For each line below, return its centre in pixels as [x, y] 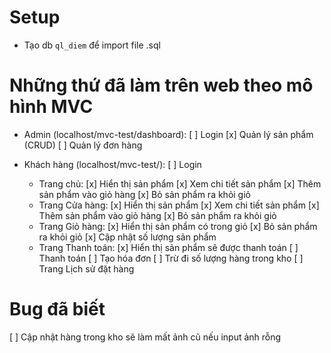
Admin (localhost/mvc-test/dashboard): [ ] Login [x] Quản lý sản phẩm [168, 134]
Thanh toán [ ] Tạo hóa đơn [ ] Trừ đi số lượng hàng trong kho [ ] [171, 258]
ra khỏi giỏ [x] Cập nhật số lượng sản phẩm [127, 237]
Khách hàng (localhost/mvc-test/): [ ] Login [112, 164]
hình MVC [51, 107]
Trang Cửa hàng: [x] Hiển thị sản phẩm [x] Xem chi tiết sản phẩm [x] [179, 205]
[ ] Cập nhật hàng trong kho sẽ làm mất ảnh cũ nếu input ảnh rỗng [145, 337]
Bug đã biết [57, 309]
